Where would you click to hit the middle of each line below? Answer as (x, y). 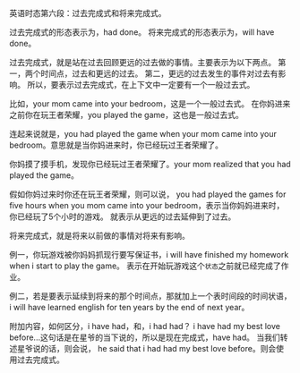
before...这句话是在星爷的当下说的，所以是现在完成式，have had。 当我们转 (149, 337)
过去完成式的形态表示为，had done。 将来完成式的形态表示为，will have (142, 32)
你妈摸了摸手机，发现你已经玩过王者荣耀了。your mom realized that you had (150, 164)
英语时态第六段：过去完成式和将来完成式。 (88, 13)
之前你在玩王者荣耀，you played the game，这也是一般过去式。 (126, 115)
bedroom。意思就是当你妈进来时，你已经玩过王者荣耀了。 (116, 145)
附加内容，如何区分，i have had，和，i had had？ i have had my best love (145, 326)
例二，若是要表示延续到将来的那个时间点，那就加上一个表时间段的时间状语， (150, 296)
